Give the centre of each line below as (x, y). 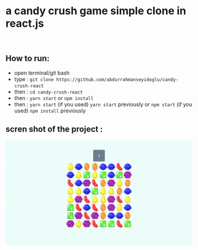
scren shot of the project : (54, 129)
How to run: (28, 58)
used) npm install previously (50, 110)
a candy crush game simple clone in (96, 11)
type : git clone (34, 79)
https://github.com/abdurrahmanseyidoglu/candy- (117, 79)
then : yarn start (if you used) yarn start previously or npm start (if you (103, 104)
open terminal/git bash (42, 73)
